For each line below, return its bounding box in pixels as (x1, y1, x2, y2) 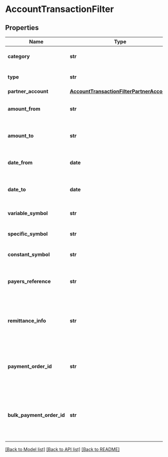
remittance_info (7, 317, 46, 324)
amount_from (7, 105, 41, 112)
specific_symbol (7, 230, 48, 237)
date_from (7, 159, 33, 166)
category (7, 53, 30, 59)
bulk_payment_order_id (7, 411, 65, 418)
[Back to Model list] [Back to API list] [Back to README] (5, 446, 120, 452)
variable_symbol (7, 210, 48, 216)
